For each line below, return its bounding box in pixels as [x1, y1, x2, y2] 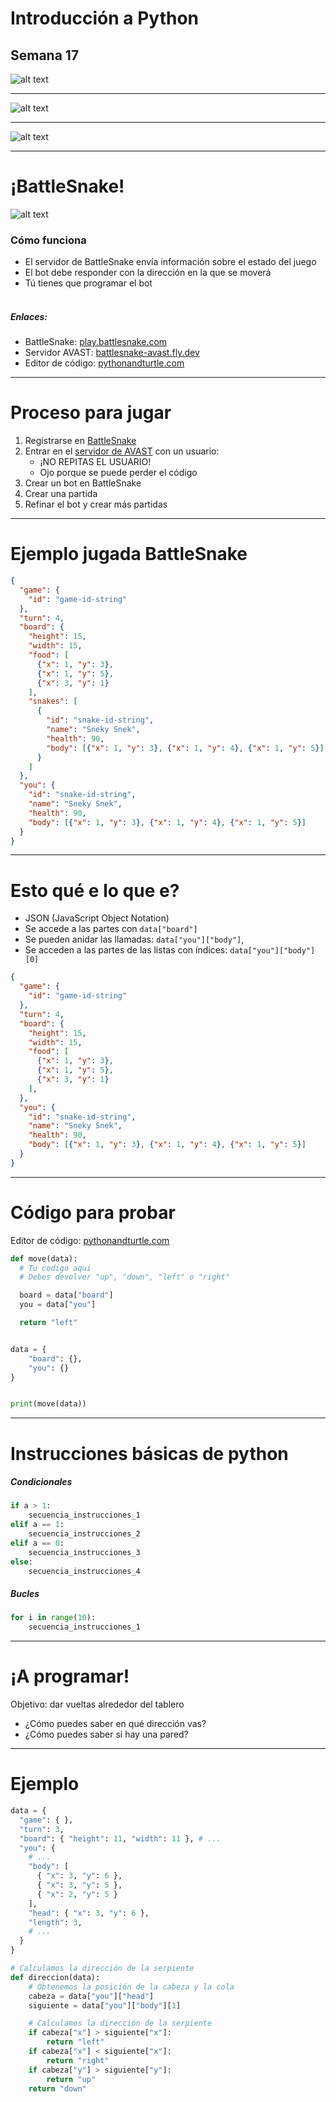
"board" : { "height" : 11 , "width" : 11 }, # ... [19, 1833, 222, 1844]
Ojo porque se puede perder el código [39, 467, 198, 479]
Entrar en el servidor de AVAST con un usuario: [24, 445, 220, 457]
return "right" [46, 2055, 110, 2066]
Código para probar [10, 1201, 176, 1224]
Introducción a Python [10, 7, 200, 30]
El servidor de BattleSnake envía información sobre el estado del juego [24, 256, 317, 268]
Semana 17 [10, 47, 80, 64]
